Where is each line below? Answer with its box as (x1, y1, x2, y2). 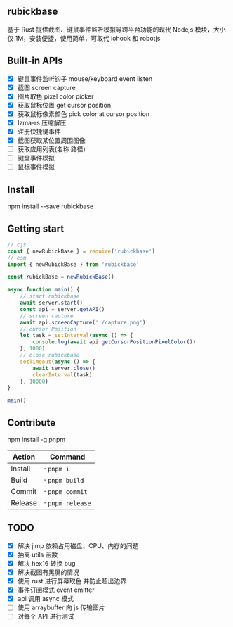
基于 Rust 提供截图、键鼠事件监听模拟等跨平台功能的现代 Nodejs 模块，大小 (7, 25, 226, 34)
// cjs (7, 241, 27, 248)
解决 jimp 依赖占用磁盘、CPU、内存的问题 (17, 541, 139, 550)
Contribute (7, 417, 56, 429)
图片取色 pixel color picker (17, 91, 94, 101)
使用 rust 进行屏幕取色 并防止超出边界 (17, 577, 127, 585)
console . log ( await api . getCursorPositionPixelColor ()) (32, 338, 197, 346)
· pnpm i (44, 464, 70, 474)
